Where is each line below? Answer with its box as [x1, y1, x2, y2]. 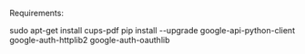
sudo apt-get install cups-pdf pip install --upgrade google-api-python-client [9, 25, 296, 35]
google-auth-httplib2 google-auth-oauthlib [9, 35, 170, 45]
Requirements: [9, 8, 64, 18]
